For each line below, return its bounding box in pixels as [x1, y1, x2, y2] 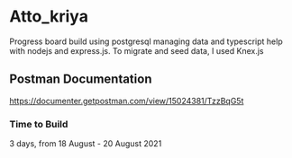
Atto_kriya [9, 6, 88, 27]
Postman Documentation [9, 72, 152, 87]
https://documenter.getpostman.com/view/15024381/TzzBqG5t [9, 95, 244, 106]
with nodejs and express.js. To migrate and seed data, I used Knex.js [9, 45, 264, 56]
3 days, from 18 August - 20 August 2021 [9, 138, 162, 149]
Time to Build [9, 118, 68, 130]
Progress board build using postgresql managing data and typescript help [9, 36, 283, 47]
